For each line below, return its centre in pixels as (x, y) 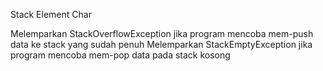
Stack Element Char (51, 14)
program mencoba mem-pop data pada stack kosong (120, 55)
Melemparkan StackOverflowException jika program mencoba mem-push (162, 33)
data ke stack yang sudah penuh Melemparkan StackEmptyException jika (161, 44)
